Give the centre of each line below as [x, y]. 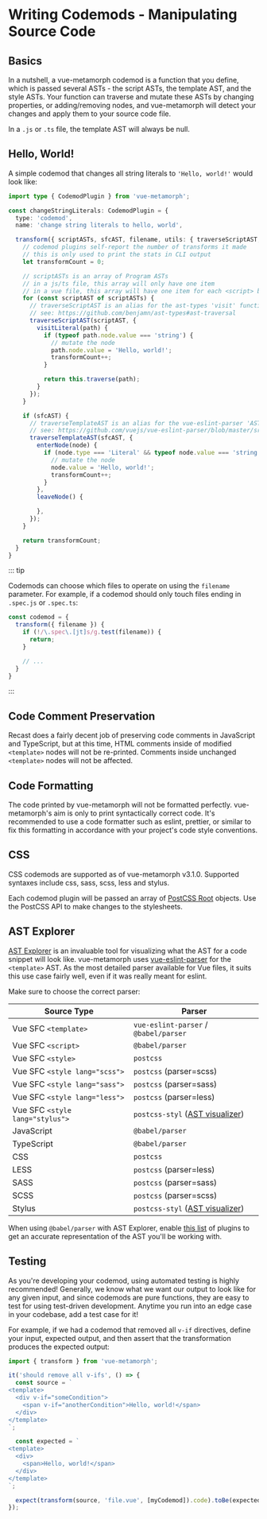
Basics [25, 61]
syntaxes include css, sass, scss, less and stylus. [89, 882]
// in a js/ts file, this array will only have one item [119, 284]
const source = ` [44, 1383]
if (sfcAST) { [46, 416]
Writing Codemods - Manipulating [123, 15]
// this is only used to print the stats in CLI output [117, 255]
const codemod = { [39, 618]
